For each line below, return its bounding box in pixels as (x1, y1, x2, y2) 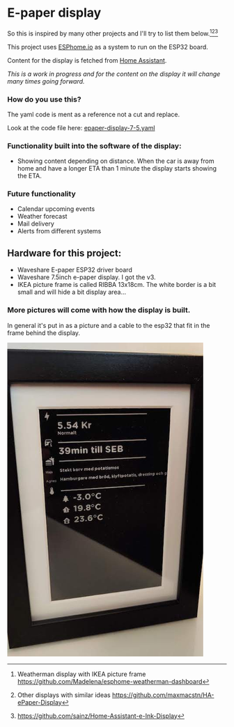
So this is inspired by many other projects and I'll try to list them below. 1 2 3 (7, 28, 219, 38)
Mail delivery (17, 219, 54, 228)
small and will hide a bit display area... (17, 288, 127, 297)
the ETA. (17, 172, 42, 180)
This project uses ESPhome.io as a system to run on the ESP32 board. (7, 42, 209, 51)
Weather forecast (17, 212, 68, 221)
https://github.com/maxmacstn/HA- (111, 691, 214, 699)
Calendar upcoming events (17, 205, 95, 213)
